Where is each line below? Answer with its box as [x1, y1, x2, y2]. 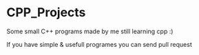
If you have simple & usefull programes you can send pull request [6, 40, 192, 48]
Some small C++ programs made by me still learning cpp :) [6, 27, 174, 35]
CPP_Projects [6, 5, 86, 20]
